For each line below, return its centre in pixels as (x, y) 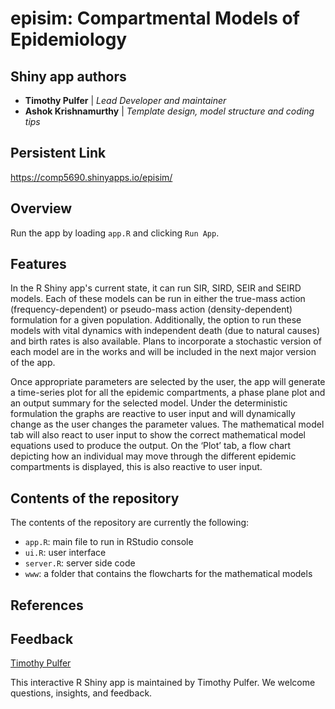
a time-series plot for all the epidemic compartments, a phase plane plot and (168, 393)
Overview (41, 208)
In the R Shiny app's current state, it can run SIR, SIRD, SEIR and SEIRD (156, 288)
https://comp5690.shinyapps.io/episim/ (91, 177)
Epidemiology (69, 39)
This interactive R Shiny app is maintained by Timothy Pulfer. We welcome (163, 683)
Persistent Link (58, 153)
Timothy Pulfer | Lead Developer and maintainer (125, 100)
